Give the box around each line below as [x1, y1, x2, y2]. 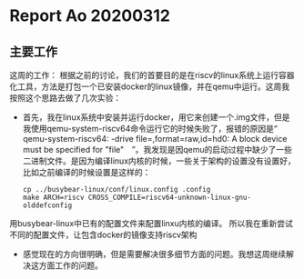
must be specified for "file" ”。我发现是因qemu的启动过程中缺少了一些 [22, 144, 293, 154]
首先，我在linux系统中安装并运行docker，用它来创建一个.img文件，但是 [22, 112, 290, 123]
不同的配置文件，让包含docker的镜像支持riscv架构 [9, 229, 198, 240]
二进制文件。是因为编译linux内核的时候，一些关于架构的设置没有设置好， [22, 155, 296, 166]
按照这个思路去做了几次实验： [9, 93, 121, 103]
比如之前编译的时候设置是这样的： [22, 167, 151, 177]
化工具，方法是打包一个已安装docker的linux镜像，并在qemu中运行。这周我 [9, 81, 290, 92]
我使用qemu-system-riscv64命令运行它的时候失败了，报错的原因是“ [22, 124, 278, 134]
